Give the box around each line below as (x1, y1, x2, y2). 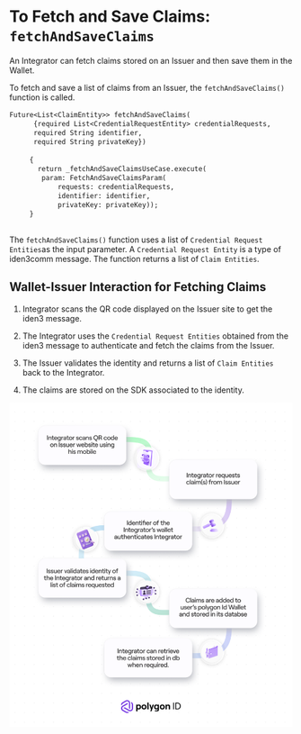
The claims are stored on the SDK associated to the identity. (22, 385, 245, 395)
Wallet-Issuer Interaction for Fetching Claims (9, 279, 267, 295)
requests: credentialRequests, (57, 182, 175, 191)
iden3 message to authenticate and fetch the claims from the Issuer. (22, 340, 275, 350)
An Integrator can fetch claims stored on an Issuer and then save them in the (9, 55, 293, 66)
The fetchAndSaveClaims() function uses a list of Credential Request (9, 234, 263, 245)
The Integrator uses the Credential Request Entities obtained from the (22, 331, 289, 341)
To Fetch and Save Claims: (9, 6, 211, 27)
